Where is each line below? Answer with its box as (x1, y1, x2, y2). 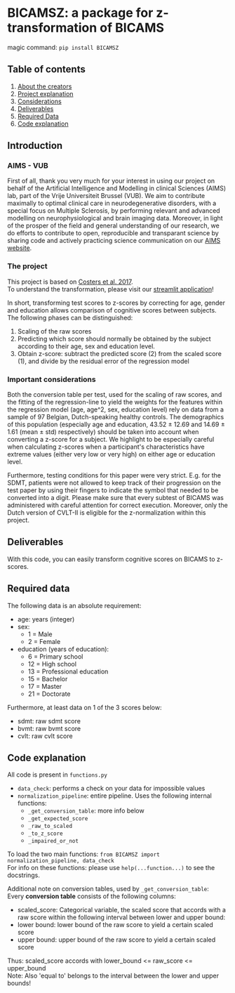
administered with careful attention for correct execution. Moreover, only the (7, 501, 228, 510)
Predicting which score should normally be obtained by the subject (17, 334, 212, 343)
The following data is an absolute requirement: (7, 601, 142, 610)
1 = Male (27, 630, 53, 638)
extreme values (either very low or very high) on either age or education (7, 450, 215, 459)
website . (7, 244, 32, 252)
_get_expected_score (27, 815, 88, 822)
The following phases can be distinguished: (7, 313, 133, 322)
